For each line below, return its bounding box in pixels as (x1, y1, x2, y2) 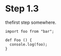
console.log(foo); (9, 42, 48, 47)
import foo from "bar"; (5, 29, 55, 34)
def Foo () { (5, 38, 32, 43)
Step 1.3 (5, 3, 39, 14)
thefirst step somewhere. (5, 19, 57, 25)
